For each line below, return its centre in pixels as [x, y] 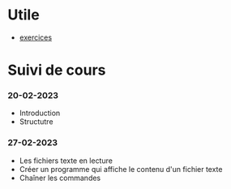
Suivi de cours [57, 70]
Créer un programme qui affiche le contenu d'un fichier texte [121, 169]
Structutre [36, 122]
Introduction [40, 113]
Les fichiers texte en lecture [66, 161]
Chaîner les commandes [60, 178]
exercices [36, 37]
